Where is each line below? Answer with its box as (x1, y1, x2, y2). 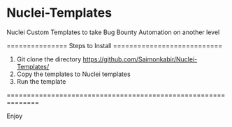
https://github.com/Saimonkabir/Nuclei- (82, 54, 198, 63)
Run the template (16, 77, 66, 85)
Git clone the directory (16, 54, 82, 63)
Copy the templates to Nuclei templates (16, 70, 131, 78)
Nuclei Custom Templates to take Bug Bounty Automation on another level (6, 28, 220, 36)
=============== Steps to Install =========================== (6, 41, 223, 50)
